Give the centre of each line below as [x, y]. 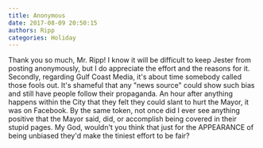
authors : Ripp [32, 30]
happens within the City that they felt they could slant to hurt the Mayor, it [128, 102]
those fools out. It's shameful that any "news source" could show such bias [131, 85]
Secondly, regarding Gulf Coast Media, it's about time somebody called [125, 77]
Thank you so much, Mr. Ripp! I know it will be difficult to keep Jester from [130, 60]
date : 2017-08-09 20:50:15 [53, 23]
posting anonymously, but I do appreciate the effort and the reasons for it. [129, 69]
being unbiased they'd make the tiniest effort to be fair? [99, 136]
